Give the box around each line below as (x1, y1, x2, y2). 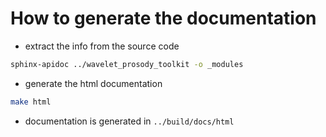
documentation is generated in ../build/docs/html (24, 115, 235, 127)
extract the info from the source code (24, 40, 180, 52)
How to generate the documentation (10, 7, 317, 30)
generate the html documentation (24, 77, 163, 89)
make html (10, 97, 52, 107)
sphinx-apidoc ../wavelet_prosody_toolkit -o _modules (10, 59, 244, 69)
